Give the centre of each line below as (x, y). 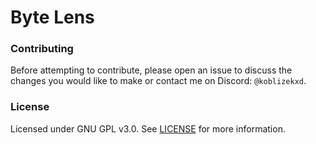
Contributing (42, 49)
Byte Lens (52, 17)
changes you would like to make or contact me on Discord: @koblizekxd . (158, 81)
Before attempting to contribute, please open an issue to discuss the (151, 70)
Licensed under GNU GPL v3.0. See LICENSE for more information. (148, 128)
